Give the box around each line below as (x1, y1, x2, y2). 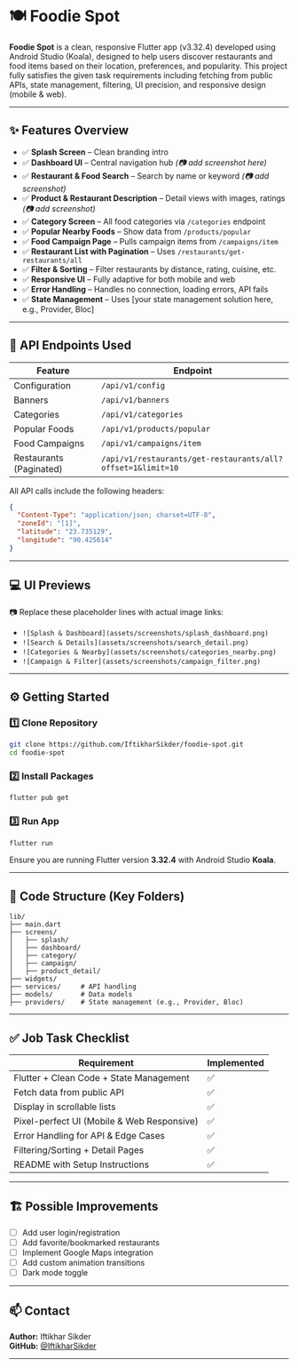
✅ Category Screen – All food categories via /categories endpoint (21, 216, 266, 227)
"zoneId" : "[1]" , (17, 519, 82, 528)
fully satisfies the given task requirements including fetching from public (9, 69, 273, 80)
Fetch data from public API (13, 1086, 124, 1099)
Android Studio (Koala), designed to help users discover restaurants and (9, 51, 273, 61)
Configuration (13, 379, 71, 391)
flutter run (9, 838, 53, 848)
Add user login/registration (21, 1227, 121, 1237)
